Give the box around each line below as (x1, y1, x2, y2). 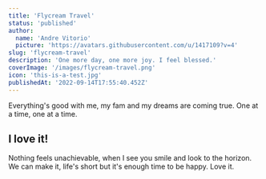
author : (8, 26, 34, 34)
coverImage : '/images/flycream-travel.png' (8, 64, 156, 72)
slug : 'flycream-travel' (8, 49, 91, 57)
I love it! (8, 132, 49, 145)
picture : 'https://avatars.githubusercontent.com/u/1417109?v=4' (15, 42, 239, 50)
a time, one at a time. (8, 109, 78, 118)
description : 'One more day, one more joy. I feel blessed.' (8, 57, 217, 65)
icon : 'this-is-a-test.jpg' (8, 71, 103, 79)
